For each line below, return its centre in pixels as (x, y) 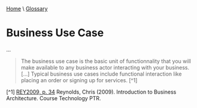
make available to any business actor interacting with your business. (105, 67)
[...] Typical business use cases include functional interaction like (101, 74)
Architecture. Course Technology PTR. (54, 98)
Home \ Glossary (27, 9)
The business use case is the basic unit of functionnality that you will (106, 61)
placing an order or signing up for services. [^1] (79, 80)
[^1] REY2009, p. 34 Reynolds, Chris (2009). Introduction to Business (91, 92)
